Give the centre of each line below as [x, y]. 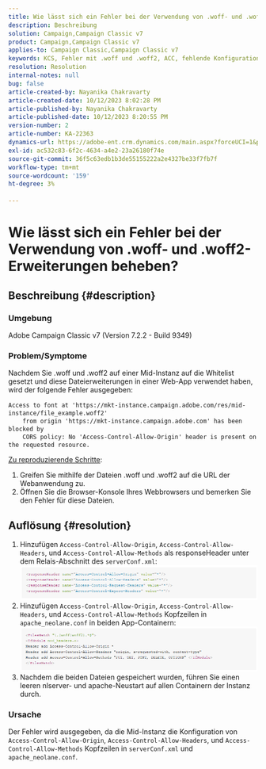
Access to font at [38, 406]
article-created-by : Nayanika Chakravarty [79, 92]
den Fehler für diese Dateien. [67, 500]
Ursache [25, 714]
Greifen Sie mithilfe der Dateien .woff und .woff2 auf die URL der [125, 475]
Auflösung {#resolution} [70, 525]
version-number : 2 [38, 126]
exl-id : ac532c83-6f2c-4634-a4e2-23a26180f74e [86, 151]
